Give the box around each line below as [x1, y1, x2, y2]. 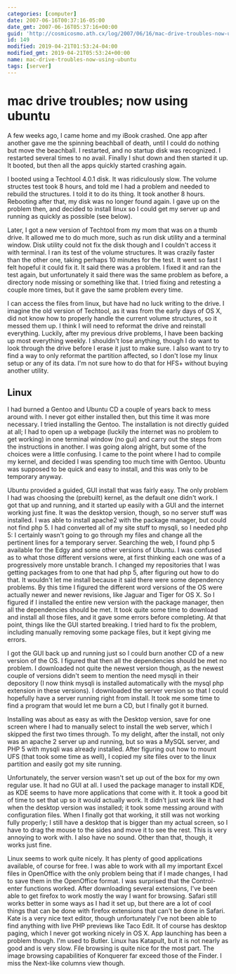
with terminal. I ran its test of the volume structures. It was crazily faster [7, 248, 215, 257]
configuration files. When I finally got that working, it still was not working [7, 811, 220, 819]
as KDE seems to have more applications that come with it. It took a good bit [7, 788, 228, 797]
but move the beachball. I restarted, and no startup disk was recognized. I [7, 146, 221, 155]
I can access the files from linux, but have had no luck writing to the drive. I [7, 299, 225, 307]
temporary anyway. [7, 473, 63, 481]
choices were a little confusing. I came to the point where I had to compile [7, 450, 221, 459]
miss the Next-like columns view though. [7, 959, 125, 968]
